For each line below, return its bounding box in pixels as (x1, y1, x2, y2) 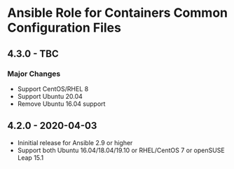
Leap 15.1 (17, 153, 44, 162)
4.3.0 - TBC (7, 48, 59, 60)
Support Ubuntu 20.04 (17, 92, 83, 100)
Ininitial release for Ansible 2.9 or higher (17, 138, 133, 147)
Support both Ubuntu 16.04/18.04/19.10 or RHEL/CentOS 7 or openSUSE (17, 146, 226, 154)
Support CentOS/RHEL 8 (17, 84, 89, 93)
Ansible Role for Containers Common (7, 5, 228, 21)
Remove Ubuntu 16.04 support (17, 100, 106, 108)
